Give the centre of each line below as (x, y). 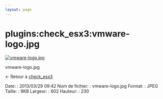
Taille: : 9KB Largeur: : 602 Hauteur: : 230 (47, 91)
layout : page (18, 10)
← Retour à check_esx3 (29, 77)
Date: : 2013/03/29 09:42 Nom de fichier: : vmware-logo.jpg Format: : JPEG (81, 86)
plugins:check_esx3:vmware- (68, 33)
